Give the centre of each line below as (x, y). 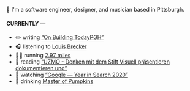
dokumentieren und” (41, 68)
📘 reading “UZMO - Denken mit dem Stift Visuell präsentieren (93, 62)
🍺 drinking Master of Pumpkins (54, 81)
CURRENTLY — (26, 23)
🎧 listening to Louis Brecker (51, 46)
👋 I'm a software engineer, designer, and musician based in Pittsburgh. (96, 9)
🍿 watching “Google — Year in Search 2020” (72, 75)
